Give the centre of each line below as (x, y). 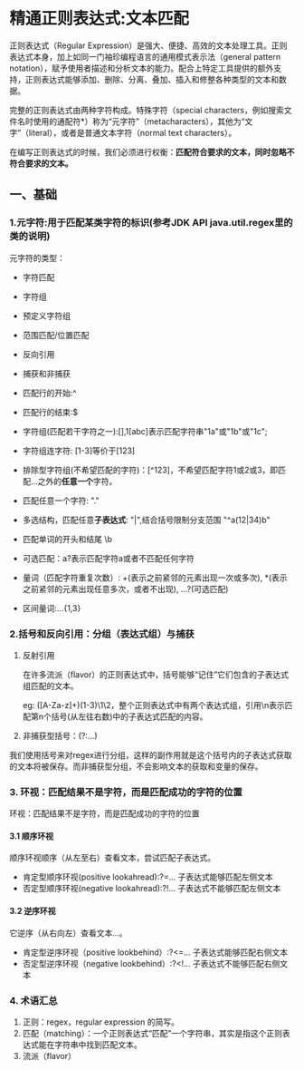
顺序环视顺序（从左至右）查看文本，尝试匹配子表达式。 (112, 858)
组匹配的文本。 (50, 686)
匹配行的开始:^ (49, 393)
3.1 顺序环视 (32, 836)
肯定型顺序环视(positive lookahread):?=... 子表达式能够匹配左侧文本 (147, 877)
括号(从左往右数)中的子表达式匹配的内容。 (129, 716)
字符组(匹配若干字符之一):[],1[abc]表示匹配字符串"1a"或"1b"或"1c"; (145, 431)
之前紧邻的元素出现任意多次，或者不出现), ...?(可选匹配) (125, 588)
